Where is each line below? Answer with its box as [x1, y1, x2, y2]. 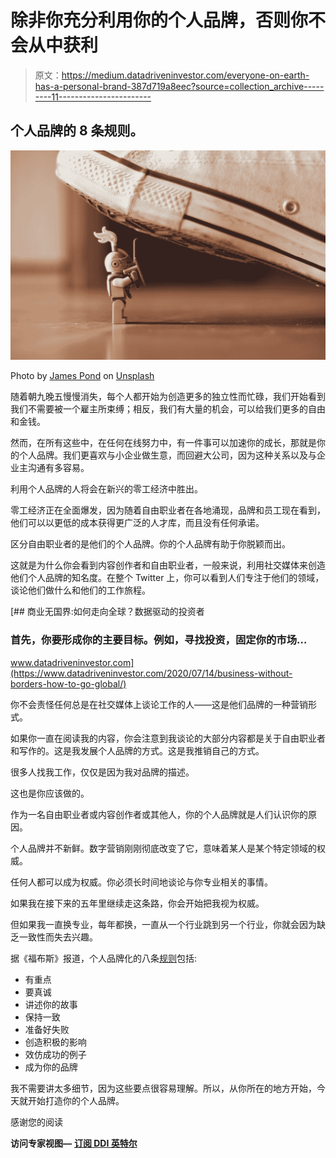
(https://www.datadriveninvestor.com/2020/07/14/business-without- [10, 667, 293, 679]
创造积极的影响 [24, 1036, 87, 1048]
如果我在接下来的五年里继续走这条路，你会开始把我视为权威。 [10, 897, 265, 909]
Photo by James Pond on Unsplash [10, 370, 155, 382]
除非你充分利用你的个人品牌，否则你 [10, 9, 309, 32]
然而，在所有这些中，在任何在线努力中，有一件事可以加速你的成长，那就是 [10, 437, 317, 449]
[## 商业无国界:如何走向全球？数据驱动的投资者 [10, 606, 205, 618]
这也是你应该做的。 [10, 787, 90, 799]
